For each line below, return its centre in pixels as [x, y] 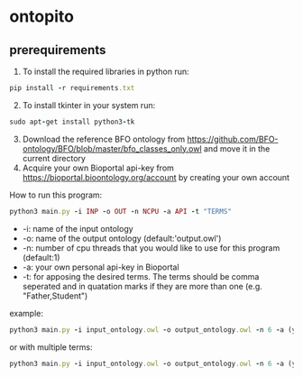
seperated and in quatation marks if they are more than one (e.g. [142, 286]
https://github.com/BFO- [233, 139]
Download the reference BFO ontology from [104, 139]
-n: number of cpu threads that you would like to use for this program [151, 248]
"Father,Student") [55, 296]
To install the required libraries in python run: [106, 71]
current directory [54, 158]
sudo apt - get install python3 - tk [72, 122]
